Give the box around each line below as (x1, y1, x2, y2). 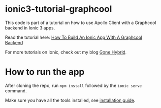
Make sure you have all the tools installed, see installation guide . (5, 97, 135, 103)
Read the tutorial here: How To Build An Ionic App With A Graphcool (5, 34, 143, 40)
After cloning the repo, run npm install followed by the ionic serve (5, 82, 142, 88)
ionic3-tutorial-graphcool (5, 3, 112, 15)
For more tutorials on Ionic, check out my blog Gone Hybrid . (5, 49, 127, 55)
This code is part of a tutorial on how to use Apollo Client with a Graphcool (5, 20, 157, 26)
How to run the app (5, 66, 85, 78)
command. (5, 87, 27, 94)
